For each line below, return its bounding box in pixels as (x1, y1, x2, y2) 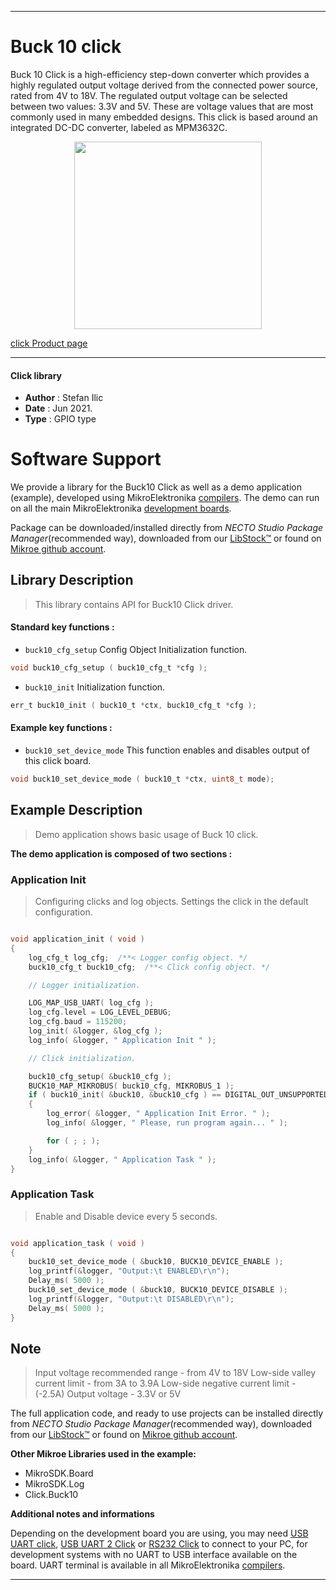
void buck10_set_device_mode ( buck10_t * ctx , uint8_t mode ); (10, 774, 275, 785)
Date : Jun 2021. (24, 402, 93, 415)
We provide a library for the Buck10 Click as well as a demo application (10, 481, 302, 493)
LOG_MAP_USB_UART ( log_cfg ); (28, 998, 155, 1008)
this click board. (24, 755, 92, 767)
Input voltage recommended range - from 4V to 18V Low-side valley (34, 1367, 317, 1379)
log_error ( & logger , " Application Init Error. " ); (46, 1109, 271, 1119)
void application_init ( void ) (10, 934, 145, 945)
